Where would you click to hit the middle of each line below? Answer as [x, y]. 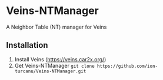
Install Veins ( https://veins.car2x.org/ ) [60, 59]
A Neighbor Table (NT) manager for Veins [56, 27]
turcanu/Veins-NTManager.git [50, 71]
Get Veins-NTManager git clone [55, 65]
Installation [27, 45]
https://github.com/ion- [127, 66]
